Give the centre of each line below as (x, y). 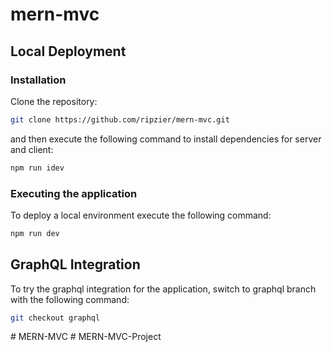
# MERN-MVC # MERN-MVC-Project (86, 337)
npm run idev (37, 168)
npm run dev (35, 233)
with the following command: (70, 299)
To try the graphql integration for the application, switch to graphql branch (163, 289)
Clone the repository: (54, 101)
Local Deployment (68, 51)
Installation (38, 80)
